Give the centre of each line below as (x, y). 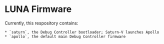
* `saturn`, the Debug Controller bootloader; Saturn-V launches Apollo (82, 32)
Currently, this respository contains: (41, 23)
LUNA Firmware (38, 9)
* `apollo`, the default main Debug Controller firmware (65, 36)
